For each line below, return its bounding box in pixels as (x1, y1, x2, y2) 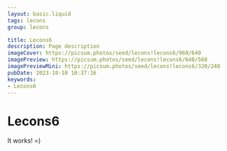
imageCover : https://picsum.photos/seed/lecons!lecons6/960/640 (7, 50, 201, 57)
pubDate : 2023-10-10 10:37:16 (7, 69, 97, 77)
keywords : (7, 76, 37, 83)
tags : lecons (7, 17, 46, 24)
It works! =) (7, 136, 41, 145)
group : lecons (7, 23, 50, 30)
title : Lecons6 (7, 36, 52, 43)
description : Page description (7, 43, 100, 50)
